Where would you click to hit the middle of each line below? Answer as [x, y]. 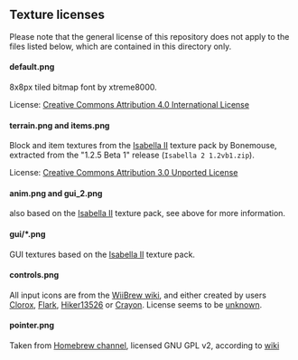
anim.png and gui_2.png [56, 193]
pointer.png [32, 326]
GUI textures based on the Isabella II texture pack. [102, 254]
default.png [32, 67]
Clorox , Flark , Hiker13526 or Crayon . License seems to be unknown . [136, 304]
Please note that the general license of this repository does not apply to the [149, 36]
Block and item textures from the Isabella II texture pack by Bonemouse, [143, 146]
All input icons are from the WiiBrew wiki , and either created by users [138, 295]
